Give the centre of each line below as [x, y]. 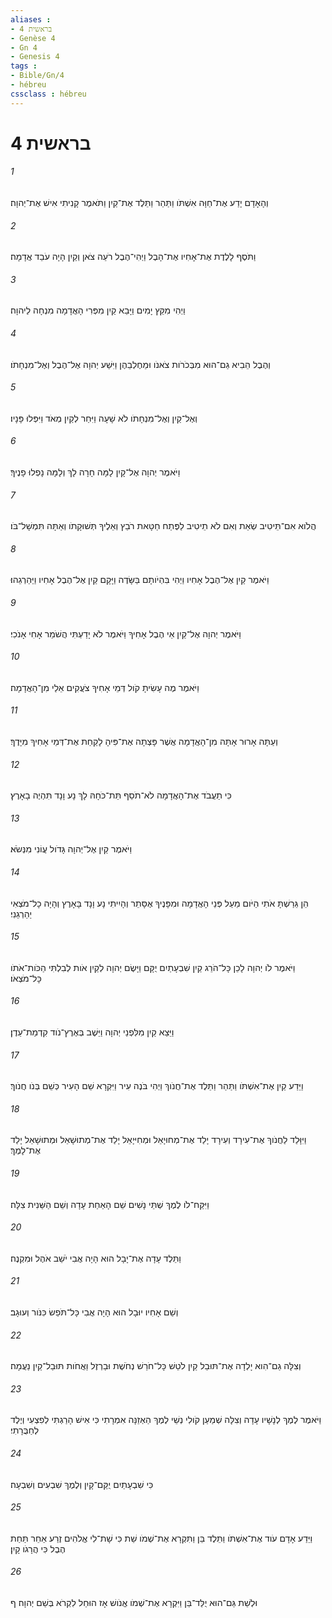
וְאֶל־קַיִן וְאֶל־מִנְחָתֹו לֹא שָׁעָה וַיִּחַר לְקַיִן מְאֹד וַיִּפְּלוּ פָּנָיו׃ [104, 418]
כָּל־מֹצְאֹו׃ [26, 978]
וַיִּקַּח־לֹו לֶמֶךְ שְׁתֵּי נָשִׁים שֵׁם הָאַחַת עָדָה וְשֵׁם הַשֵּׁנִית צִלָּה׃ [110, 1204]
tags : [24, 66]
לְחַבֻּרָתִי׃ [25, 1430]
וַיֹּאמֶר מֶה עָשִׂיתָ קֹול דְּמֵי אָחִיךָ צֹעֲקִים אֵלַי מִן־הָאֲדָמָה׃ [105, 687]
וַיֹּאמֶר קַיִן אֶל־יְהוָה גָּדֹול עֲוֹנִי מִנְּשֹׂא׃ [71, 849]
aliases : [31, 19]
